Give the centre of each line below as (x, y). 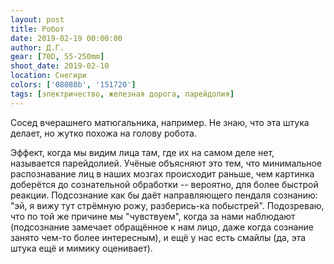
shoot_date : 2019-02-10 (60, 66)
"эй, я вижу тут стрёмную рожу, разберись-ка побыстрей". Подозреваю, (167, 205)
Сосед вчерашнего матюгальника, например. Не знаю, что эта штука (160, 122)
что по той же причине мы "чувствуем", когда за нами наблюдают (153, 216)
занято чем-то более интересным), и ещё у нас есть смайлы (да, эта (158, 237)
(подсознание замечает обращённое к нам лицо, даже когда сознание (162, 227)
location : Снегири (48, 76)
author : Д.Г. (37, 47)
